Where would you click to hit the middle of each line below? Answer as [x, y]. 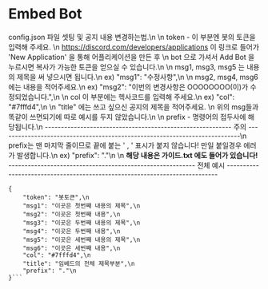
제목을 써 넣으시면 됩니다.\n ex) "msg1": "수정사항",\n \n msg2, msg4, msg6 [137, 77]
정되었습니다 [28, 97]
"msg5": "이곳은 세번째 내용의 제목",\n [82, 240]
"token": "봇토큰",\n [56, 197]
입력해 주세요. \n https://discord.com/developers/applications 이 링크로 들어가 [134, 47]
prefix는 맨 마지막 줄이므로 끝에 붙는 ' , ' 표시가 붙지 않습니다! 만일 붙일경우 [125, 145]
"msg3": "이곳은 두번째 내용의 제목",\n [82, 223]
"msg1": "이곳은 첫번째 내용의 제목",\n [82, 206]
